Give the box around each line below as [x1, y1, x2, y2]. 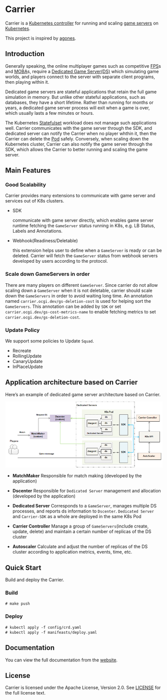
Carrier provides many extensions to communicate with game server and [5, 193, 155, 199]
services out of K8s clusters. [5, 198, 64, 204]
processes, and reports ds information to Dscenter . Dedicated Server [12, 508, 154, 514]
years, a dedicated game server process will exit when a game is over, [5, 104, 150, 111]
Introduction [5, 50, 45, 58]
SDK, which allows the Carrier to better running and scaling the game [5, 146, 148, 152]
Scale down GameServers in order [5, 271, 90, 278]
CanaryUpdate [12, 359, 43, 365]
